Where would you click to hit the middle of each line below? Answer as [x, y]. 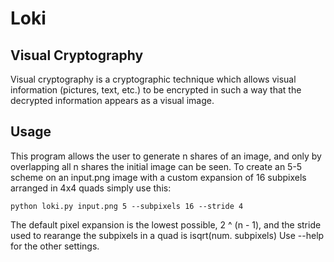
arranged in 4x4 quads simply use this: [91, 188]
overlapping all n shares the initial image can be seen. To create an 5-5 [156, 166]
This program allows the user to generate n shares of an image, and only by [166, 156]
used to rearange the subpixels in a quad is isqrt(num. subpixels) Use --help [167, 235]
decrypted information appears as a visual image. [112, 100]
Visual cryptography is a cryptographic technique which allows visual [153, 79]
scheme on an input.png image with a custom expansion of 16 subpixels [158, 177]
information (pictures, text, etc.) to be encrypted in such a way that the [156, 90]
